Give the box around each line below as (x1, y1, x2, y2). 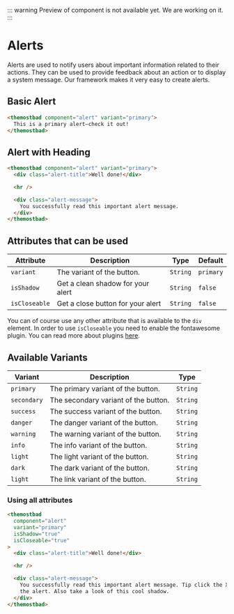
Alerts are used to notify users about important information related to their (7, 61, 219, 69)
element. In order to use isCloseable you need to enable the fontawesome (7, 324, 221, 333)
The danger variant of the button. (49, 418, 158, 427)
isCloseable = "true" (13, 537, 70, 544)
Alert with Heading (7, 146, 91, 158)
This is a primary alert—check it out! (13, 120, 130, 127)
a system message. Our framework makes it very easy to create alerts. (7, 75, 210, 84)
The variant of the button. (56, 267, 141, 277)
